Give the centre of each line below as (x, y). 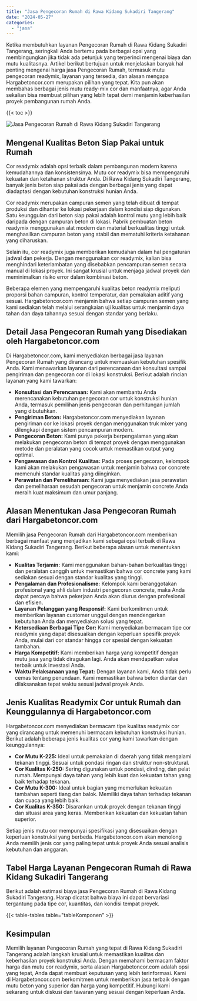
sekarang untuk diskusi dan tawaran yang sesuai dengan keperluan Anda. (96, 992)
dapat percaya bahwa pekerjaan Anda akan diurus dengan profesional (100, 596)
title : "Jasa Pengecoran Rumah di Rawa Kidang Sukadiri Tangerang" (91, 12)
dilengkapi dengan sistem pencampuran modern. (74, 429)
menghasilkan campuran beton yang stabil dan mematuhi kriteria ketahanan (98, 234)
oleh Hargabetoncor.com (53, 341)
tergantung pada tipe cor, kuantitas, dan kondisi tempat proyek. (83, 904)
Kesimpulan (29, 934)
